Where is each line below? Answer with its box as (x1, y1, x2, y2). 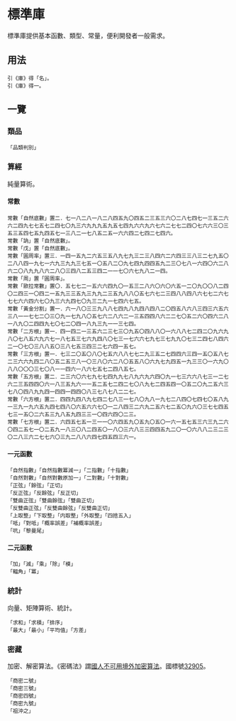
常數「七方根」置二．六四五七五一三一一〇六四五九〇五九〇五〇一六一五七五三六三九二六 (7, 418, 229, 425)
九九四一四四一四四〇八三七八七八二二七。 (33, 388, 140, 395)
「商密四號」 (7, 692, 40, 700)
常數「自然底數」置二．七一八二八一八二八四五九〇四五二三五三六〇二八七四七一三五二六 (7, 215, 229, 222)
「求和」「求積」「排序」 (7, 619, 66, 626)
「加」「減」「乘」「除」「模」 (7, 560, 77, 568)
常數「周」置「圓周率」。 (7, 275, 69, 282)
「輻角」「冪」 (7, 568, 43, 575)
